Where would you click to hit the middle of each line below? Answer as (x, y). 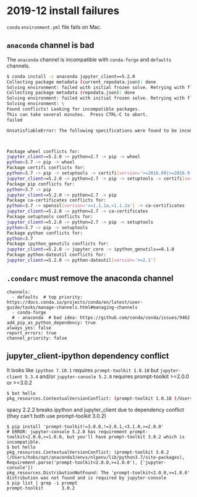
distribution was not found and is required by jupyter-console (87, 478)
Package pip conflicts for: (41, 184)
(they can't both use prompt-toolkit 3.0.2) (57, 416)
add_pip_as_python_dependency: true (51, 323)
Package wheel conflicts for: (44, 151)
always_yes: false (29, 328)
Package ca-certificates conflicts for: (57, 200)
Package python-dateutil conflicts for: (57, 255)
